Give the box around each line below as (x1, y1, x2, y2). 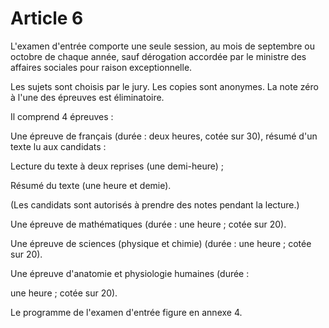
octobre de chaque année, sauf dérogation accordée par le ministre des (10, 50, 307, 62)
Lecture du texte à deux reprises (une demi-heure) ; (10, 160, 225, 172)
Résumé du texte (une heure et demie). (10, 179, 172, 191)
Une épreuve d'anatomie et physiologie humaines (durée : (10, 267, 250, 279)
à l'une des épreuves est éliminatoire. (10, 91, 165, 103)
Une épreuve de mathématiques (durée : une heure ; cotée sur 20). (10, 218, 287, 230)
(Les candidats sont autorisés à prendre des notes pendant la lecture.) (10, 198, 300, 211)
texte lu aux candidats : (10, 140, 107, 152)
